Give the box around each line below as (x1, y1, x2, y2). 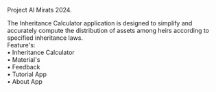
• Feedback (7, 63, 40, 71)
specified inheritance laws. (7, 34, 84, 42)
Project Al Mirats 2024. (7, 6, 72, 14)
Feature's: (7, 41, 36, 49)
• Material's (7, 56, 40, 64)
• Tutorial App (7, 70, 47, 78)
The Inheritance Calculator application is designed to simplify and (7, 19, 193, 27)
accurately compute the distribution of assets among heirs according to (7, 27, 210, 34)
